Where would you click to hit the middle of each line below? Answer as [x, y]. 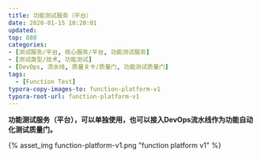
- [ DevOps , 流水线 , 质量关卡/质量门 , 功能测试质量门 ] [88, 67]
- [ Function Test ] [46, 81]
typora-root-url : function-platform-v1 [74, 96]
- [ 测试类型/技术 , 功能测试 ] [50, 60]
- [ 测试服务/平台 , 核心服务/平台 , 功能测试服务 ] [79, 52]
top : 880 [23, 38]
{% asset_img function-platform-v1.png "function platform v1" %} [115, 145]
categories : [28, 45]
